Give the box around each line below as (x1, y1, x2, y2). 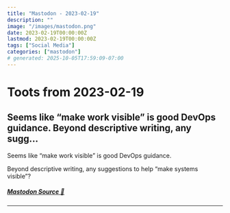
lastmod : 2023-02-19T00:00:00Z (7, 36, 97, 43)
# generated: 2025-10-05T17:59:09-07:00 (7, 55, 125, 62)
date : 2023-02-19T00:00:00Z (7, 29, 88, 36)
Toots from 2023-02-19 (7, 84, 144, 100)
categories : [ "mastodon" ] (7, 49, 81, 56)
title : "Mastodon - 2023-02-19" (7, 10, 99, 17)
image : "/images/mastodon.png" (7, 23, 97, 30)
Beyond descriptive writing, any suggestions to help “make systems (7, 164, 199, 172)
